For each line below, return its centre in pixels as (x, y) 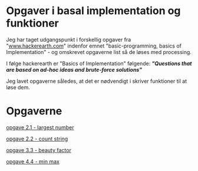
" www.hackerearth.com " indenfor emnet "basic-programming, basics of (94, 46)
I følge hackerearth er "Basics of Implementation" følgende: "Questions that (99, 63)
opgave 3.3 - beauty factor (39, 150)
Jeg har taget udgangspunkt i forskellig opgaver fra (69, 39)
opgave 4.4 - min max (33, 161)
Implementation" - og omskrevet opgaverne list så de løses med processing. (99, 52)
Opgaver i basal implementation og (93, 11)
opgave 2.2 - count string (37, 139)
